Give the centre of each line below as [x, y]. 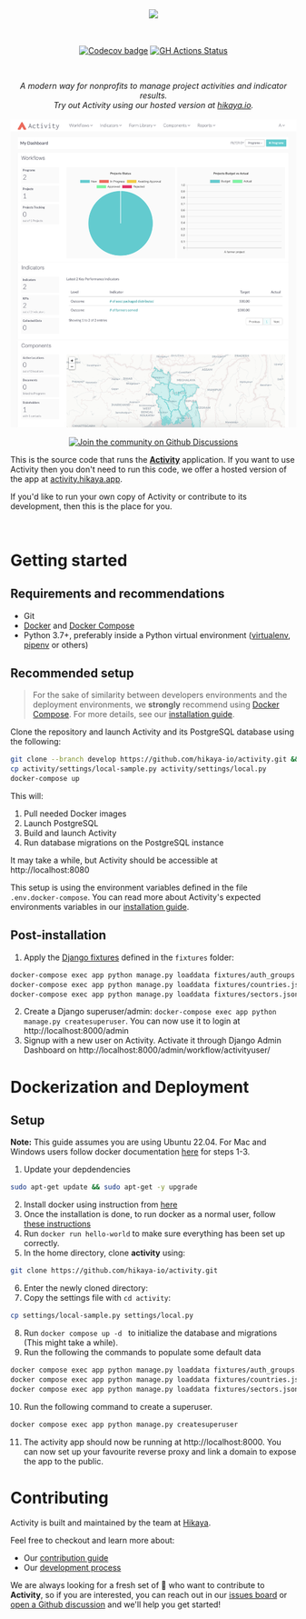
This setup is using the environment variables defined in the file [129, 887]
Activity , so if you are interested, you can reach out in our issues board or [149, 1595]
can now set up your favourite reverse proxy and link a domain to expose [160, 1451]
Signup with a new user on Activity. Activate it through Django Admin [153, 1041]
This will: [27, 795]
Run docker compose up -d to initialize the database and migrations [150, 1333]
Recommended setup [72, 673]
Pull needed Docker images [75, 814]
